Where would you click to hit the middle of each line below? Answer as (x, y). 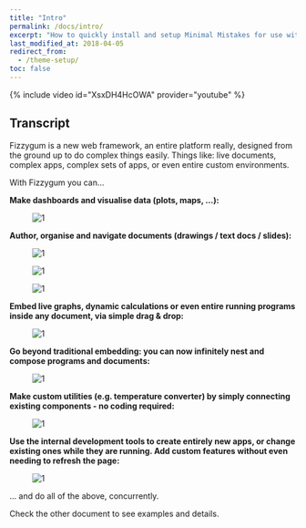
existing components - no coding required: (92, 406)
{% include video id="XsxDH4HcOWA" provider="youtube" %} (127, 94)
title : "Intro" (38, 18)
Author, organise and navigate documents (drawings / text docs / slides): (151, 235)
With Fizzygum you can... (57, 182)
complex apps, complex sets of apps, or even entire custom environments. (149, 164)
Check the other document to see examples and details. (114, 513)
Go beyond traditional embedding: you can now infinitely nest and (137, 351)
